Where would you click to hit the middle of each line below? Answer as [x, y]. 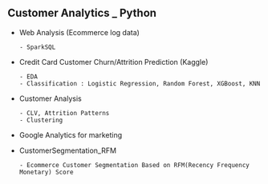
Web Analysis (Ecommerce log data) [79, 32]
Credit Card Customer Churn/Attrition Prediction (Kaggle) [114, 62]
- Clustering [41, 120]
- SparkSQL [37, 47]
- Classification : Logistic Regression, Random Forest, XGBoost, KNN [140, 83]
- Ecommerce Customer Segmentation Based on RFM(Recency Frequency [134, 165]
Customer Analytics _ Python [82, 13]
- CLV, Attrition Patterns [64, 113]
